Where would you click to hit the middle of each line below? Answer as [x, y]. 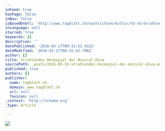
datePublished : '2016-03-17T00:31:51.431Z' [50, 46]
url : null [19, 92]
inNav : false [18, 19]
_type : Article [21, 105]
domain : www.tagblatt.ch [35, 87]
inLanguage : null [23, 28]
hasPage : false [21, 14]
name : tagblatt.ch [28, 82]
